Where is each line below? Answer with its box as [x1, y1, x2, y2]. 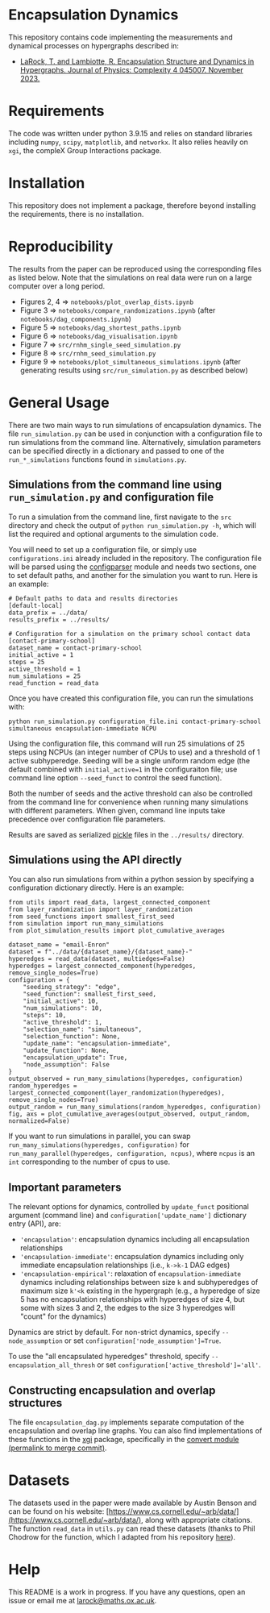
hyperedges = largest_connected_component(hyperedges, [8, 962, 197, 971]
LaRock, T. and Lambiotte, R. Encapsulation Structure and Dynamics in [19, 56, 255, 66]
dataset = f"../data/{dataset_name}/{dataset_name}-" [8, 948, 193, 956]
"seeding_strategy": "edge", [23, 983, 121, 991]
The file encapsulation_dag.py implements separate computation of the [8, 1417, 244, 1427]
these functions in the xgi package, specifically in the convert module [8, 1434, 239, 1444]
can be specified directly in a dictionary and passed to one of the [8, 446, 225, 455]
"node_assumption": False [23, 1061, 110, 1069]
